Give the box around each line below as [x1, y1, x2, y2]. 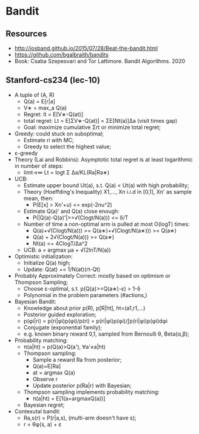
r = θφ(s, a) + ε [23, 421, 62, 428]
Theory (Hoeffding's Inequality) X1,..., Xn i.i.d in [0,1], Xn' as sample [23, 188, 192, 195]
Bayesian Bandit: [14, 298, 57, 305]
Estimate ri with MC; [23, 136, 74, 143]
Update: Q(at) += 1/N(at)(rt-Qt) [23, 266, 101, 273]
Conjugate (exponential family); [23, 323, 103, 331]
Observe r [32, 375, 58, 382]
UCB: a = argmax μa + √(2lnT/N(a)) [23, 246, 112, 253]
